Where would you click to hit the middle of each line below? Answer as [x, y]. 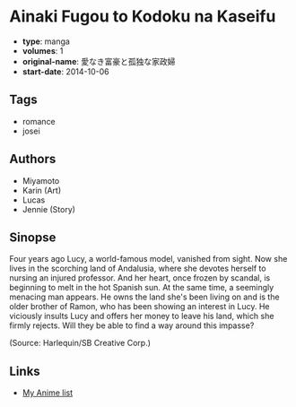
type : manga [46, 41]
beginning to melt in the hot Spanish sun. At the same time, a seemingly [142, 288]
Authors [33, 159]
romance [39, 121]
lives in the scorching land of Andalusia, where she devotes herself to [138, 268]
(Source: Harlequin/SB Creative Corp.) [80, 343]
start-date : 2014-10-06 [65, 71]
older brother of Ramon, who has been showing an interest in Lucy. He [140, 307]
